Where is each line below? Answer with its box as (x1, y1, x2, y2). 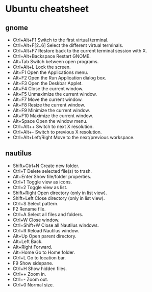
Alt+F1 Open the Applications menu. (12, 69, 88, 75)
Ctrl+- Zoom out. (12, 276, 48, 282)
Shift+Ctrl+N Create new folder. (12, 163, 80, 169)
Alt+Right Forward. (12, 244, 53, 250)
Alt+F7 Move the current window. (12, 96, 83, 102)
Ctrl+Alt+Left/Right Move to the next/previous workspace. (12, 135, 135, 140)
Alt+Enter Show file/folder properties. (12, 173, 92, 179)
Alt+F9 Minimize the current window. (12, 108, 90, 113)
